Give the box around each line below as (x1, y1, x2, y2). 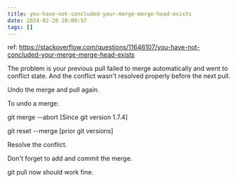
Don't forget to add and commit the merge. (7, 154, 133, 163)
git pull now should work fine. (7, 168, 94, 177)
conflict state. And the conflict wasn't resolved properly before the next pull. (7, 72, 231, 80)
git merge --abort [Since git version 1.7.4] (7, 113, 128, 121)
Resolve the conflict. (7, 140, 67, 149)
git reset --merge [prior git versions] (7, 127, 114, 135)
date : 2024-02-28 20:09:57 (7, 17, 87, 24)
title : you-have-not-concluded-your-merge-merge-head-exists (7, 10, 192, 18)
